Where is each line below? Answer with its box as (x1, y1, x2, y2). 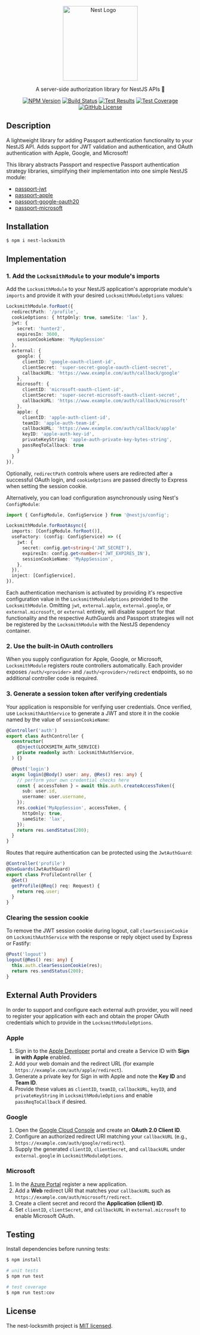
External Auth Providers (6, 990, 97, 1000)
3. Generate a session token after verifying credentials (6, 690, 167, 698)
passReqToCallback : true (21, 442, 84, 448)
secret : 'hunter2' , (17, 326, 66, 332)
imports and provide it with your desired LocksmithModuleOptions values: (6, 292, 184, 299)
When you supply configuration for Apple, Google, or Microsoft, (6, 656, 163, 663)
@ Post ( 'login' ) (11, 766, 50, 772)
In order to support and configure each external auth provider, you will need (6, 1006, 193, 1013)
